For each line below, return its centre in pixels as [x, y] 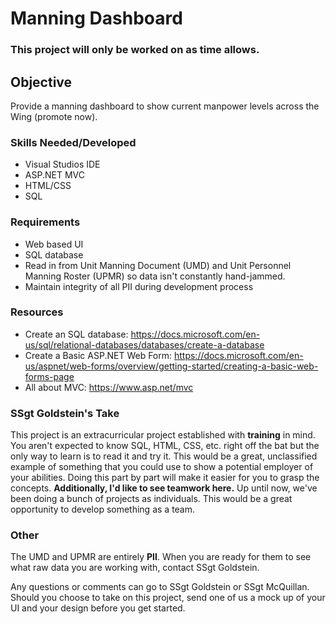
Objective [41, 82]
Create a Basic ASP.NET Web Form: [98, 355]
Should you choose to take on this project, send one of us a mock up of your [168, 598]
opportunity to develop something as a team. [103, 509]
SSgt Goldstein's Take [65, 413]
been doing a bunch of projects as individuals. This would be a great [151, 499]
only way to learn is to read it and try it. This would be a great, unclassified [164, 456]
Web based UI [54, 244]
